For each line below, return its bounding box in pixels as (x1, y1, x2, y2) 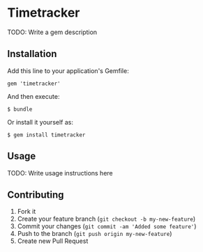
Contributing (7, 189, 64, 200)
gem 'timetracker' (7, 80, 61, 87)
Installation (7, 48, 57, 60)
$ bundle (7, 106, 33, 113)
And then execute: (7, 92, 60, 100)
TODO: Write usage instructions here (7, 168, 113, 177)
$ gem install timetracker (7, 131, 86, 139)
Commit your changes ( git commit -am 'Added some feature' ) (17, 222, 197, 230)
